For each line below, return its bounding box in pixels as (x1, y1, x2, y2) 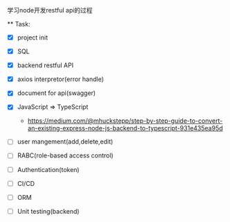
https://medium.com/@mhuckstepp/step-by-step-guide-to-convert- (27, 117, 223, 125)
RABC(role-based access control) (17, 151, 114, 160)
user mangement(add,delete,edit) (17, 137, 114, 146)
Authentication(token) (17, 165, 80, 173)
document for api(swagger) (17, 89, 96, 97)
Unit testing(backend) (17, 207, 80, 215)
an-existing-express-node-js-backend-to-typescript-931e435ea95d (27, 124, 223, 133)
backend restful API (17, 61, 74, 69)
